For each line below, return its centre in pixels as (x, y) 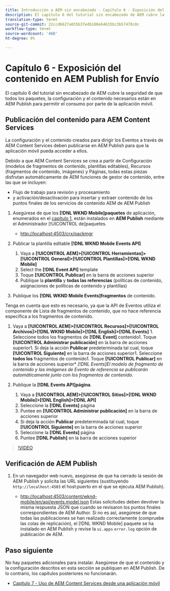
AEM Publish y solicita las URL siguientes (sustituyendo (71, 481)
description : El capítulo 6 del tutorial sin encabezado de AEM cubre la (85, 15)
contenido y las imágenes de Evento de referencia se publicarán (80, 369)
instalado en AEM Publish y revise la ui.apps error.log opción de (89, 529)
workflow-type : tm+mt (28, 29)
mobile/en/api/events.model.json (55, 502)
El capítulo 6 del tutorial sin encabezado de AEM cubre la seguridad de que (84, 93)
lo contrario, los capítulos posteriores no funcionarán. (61, 574)
